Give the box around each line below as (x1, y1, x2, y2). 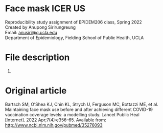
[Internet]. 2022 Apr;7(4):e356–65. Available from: (5, 117, 107, 123)
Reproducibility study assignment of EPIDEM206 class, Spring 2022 (5, 19, 142, 25)
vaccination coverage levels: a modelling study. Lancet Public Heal (5, 111, 140, 117)
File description (5, 52, 70, 63)
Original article (5, 85, 67, 96)
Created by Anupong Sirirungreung (5, 24, 76, 30)
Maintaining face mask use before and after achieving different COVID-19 (5, 106, 153, 112)
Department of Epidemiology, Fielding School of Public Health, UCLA (5, 35, 144, 41)
